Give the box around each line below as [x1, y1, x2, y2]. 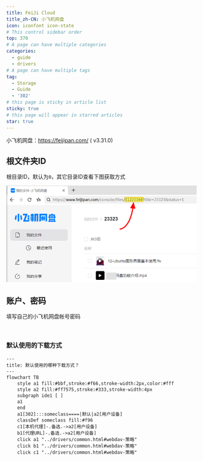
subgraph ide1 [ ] [17, 393, 63, 399]
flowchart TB [6, 374, 39, 381]
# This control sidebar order [6, 29, 83, 35]
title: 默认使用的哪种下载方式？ [6, 362, 80, 369]
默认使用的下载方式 [6, 341, 62, 350]
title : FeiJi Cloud [6, 10, 56, 16]
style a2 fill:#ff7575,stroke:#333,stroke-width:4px [17, 386, 153, 393]
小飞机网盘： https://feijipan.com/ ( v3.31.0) [6, 136, 114, 144]
